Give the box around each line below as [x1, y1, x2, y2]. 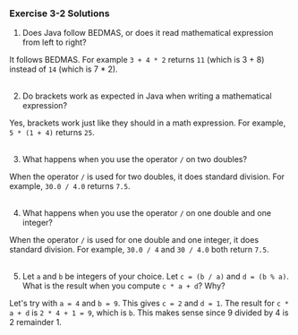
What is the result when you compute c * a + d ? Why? [21, 280, 226, 291]
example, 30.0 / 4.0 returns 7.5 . [9, 181, 131, 192]
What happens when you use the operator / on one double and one [21, 208, 271, 219]
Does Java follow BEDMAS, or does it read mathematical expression [21, 28, 274, 39]
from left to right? [21, 37, 87, 47]
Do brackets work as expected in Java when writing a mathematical [21, 90, 272, 101]
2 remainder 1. [9, 317, 63, 328]
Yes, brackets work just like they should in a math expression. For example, [9, 117, 286, 128]
